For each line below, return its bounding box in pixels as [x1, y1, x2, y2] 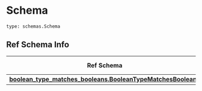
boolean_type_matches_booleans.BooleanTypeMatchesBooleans [9, 75, 200, 83]
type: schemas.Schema [6, 23, 61, 29]
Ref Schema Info [6, 40, 70, 50]
